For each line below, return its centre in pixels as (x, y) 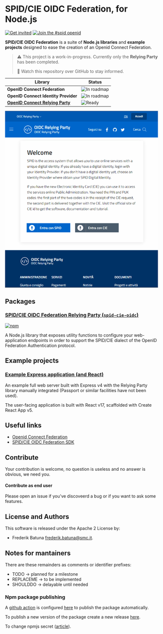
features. (14, 501)
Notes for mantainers (38, 553)
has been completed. (38, 62)
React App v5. (19, 410)
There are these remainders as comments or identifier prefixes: (68, 565)
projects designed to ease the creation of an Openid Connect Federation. (78, 47)
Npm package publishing (35, 597)
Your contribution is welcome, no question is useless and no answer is (75, 469)
